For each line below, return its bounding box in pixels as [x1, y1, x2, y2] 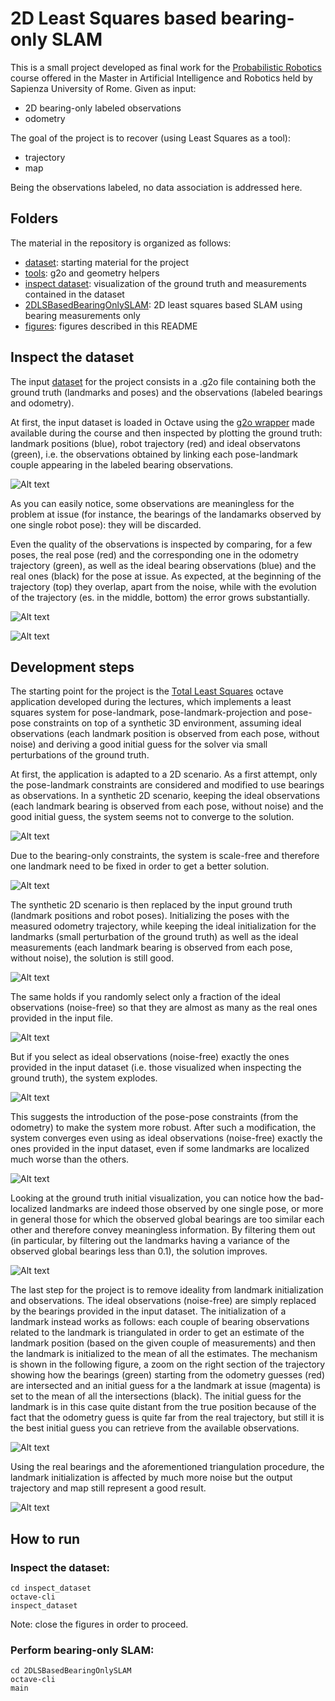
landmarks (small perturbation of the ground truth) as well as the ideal [10, 931, 299, 943]
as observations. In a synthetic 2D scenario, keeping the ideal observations [10, 790, 321, 802]
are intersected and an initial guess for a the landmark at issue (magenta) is [10, 1380, 321, 1392]
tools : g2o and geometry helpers [24, 267, 160, 279]
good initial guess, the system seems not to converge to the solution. [10, 811, 295, 823]
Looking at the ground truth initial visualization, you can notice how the [10, 1192, 302, 1204]
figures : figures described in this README [24, 320, 198, 332]
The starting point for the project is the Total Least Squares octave [10, 685, 284, 697]
